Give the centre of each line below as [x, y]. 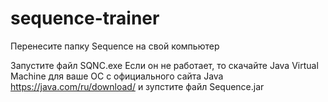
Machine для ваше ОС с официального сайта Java [117, 76]
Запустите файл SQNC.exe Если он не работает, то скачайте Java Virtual [164, 65]
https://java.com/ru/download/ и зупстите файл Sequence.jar [137, 86]
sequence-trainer [85, 18]
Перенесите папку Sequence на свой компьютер [115, 46]
